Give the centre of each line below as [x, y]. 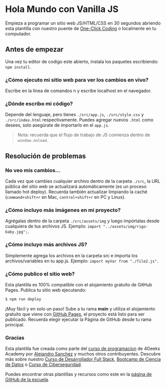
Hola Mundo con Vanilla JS [62, 9]
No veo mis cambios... [33, 170]
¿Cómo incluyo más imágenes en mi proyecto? [63, 210]
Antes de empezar [34, 49]
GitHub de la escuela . [27, 379]
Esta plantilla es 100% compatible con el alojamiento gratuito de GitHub [79, 284]
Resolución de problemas [45, 156]
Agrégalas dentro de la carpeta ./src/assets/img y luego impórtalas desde [82, 221]
